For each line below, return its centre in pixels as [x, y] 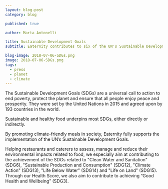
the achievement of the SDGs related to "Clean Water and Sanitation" [76, 160]
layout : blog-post [24, 10]
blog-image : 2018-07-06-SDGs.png [40, 56]
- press [18, 69]
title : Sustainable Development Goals [45, 42]
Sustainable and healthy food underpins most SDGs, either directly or [77, 119]
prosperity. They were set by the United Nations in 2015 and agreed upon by [84, 104]
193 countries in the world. [32, 109]
